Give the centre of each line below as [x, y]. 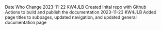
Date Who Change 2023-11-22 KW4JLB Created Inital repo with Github [76, 7]
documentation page [26, 22]
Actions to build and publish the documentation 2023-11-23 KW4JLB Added [81, 12]
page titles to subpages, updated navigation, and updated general [71, 17]
